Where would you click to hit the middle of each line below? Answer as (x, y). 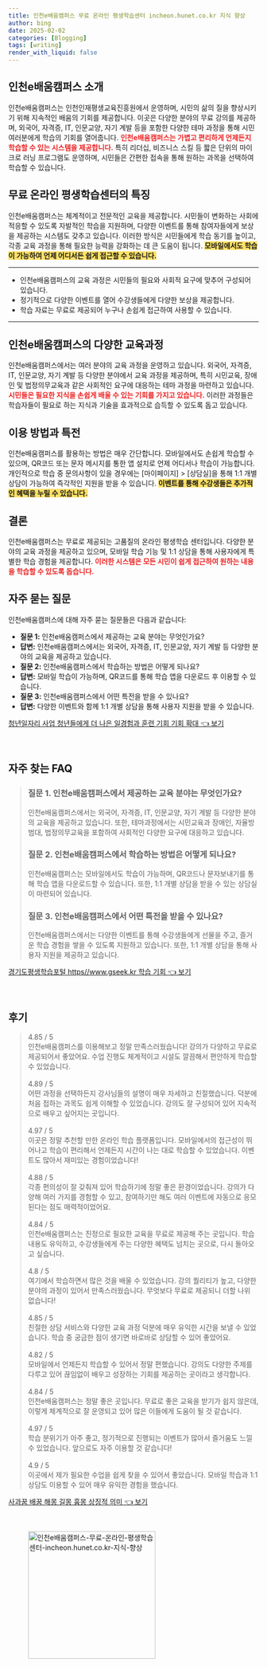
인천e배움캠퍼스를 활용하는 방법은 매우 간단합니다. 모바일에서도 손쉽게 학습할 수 (131, 453)
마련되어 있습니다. (64, 893)
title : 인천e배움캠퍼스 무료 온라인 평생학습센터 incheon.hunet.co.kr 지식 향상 (127, 16)
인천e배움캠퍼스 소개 (56, 87)
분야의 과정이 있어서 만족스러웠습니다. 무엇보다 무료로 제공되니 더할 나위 (139, 1290)
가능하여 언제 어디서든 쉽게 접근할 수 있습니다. (87, 255)
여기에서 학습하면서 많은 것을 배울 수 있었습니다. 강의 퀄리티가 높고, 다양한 (142, 1281)
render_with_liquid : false (53, 53)
